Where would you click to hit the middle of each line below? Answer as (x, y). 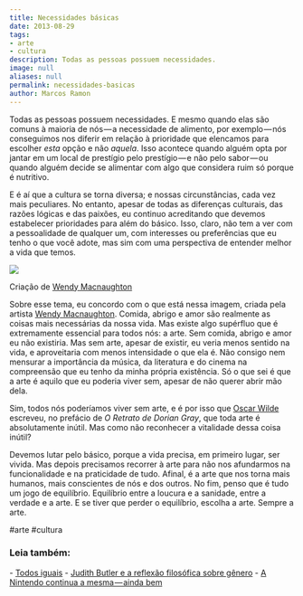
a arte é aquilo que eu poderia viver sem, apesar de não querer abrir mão (146, 381)
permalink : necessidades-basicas (72, 85)
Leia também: (40, 553)
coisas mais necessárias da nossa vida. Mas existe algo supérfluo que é (144, 323)
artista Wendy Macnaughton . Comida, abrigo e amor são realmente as (140, 314)
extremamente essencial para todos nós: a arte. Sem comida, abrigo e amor (151, 333)
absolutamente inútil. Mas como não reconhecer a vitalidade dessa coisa (145, 427)
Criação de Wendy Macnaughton (71, 287)
